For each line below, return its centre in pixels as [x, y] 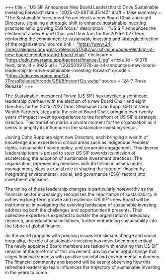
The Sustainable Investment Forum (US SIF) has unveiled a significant [77, 96]
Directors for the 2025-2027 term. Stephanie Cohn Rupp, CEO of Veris [77, 106]
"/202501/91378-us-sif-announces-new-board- [108, 65]
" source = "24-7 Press [122, 81]
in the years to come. [27, 272]
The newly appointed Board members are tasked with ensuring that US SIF [82, 246]
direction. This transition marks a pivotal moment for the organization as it [81, 122]
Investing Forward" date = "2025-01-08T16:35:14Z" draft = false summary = [83, 12]
